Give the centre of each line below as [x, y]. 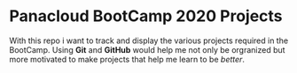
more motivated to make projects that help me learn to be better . [127, 59]
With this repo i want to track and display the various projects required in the [149, 40]
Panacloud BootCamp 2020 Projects [146, 16]
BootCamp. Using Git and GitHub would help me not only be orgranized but [147, 49]
